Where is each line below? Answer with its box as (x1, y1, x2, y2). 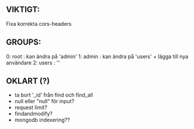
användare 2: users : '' (6, 59, 60, 66)
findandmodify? (14, 110, 53, 117)
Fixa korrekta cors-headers (6, 20, 72, 27)
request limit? (14, 104, 48, 111)
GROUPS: (6, 38, 41, 47)
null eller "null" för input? (14, 98, 75, 105)
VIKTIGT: (6, 5, 40, 15)
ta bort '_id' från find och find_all (14, 91, 93, 99)
